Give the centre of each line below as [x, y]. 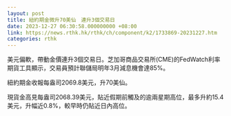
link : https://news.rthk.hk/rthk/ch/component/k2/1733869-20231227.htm [112, 33]
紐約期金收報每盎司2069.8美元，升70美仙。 [69, 82]
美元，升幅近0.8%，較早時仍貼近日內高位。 [69, 106]
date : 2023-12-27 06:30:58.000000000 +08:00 [72, 26]
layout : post [26, 13]
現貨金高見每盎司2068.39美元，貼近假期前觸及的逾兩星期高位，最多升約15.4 [115, 97]
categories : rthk [32, 39]
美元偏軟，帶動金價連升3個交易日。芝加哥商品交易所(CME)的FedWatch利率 [114, 60]
